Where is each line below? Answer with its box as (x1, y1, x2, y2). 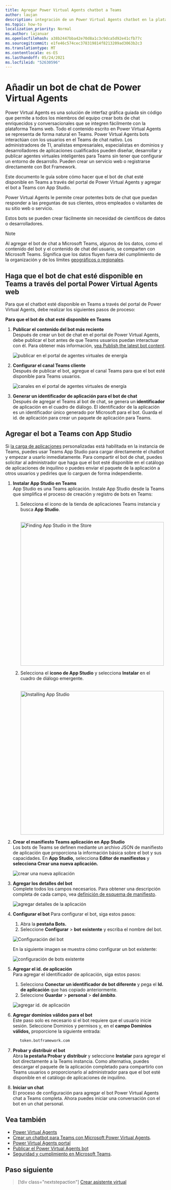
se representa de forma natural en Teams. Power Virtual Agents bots (5, 131, 149, 137)
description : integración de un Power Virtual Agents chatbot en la (5, 17, 154, 22)
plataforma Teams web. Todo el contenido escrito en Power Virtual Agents (5, 126, 161, 132)
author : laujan (5, 12, 38, 17)
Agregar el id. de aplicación (12, 966, 72, 972)
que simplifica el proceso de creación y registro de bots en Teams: (12, 491, 153, 497)
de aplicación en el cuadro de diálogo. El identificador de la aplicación (12, 404, 160, 410)
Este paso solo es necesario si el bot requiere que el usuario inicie (12, 1017, 152, 1023)
